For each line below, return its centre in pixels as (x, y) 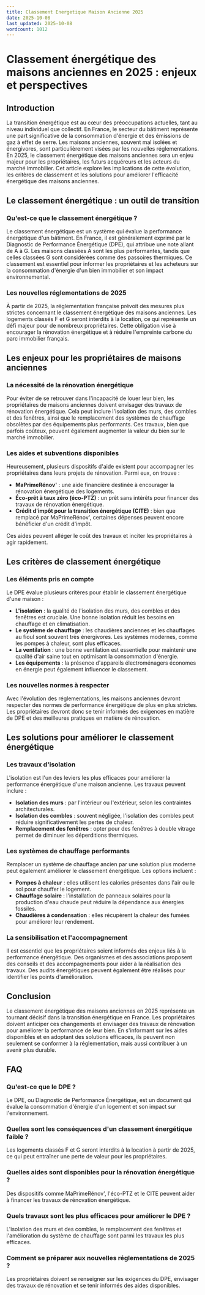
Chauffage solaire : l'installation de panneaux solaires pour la (93, 896)
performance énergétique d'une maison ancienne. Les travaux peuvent (96, 784)
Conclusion (29, 996)
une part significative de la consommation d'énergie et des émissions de (98, 136)
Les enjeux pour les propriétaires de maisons (94, 358)
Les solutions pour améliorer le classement (90, 737)
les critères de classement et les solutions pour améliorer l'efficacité (92, 175)
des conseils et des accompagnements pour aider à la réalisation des (94, 964)
